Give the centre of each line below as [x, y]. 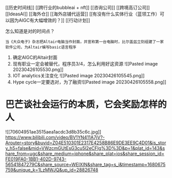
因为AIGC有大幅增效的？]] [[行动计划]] [50, 20]
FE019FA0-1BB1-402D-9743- [36, 159]
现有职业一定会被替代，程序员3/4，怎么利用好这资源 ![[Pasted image [85, 64]
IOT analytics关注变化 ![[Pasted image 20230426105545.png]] [79, 75]
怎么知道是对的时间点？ [30, 31]
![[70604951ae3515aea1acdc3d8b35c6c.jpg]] [53, 131]
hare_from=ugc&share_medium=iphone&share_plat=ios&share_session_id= [85, 153]
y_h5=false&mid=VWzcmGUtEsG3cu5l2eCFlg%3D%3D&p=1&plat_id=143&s [85, 148]
